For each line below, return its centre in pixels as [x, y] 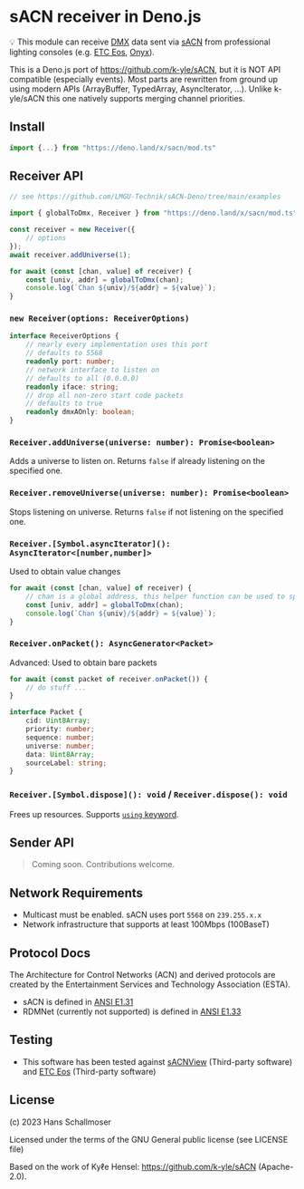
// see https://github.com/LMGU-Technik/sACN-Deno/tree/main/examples [145, 197]
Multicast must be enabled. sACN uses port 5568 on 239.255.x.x [142, 915]
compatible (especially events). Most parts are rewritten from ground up [144, 79]
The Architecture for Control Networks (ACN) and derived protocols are [142, 975]
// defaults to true [64, 404]
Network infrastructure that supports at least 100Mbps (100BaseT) [146, 924]
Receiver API [47, 176]
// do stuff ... [57, 687]
